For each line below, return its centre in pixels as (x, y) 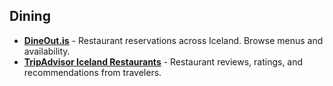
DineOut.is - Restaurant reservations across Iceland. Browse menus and (173, 40)
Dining (30, 16)
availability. (47, 51)
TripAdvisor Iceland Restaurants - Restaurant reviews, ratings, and (163, 61)
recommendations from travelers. (92, 72)
